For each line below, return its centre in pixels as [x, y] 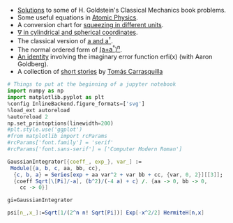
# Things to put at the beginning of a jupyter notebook [92, 84]
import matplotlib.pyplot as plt [56, 98]
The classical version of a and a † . [65, 40]
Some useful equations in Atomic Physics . [77, 17]
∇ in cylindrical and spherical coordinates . [77, 32]
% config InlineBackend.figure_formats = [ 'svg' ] [76, 104]
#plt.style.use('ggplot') [45, 130]
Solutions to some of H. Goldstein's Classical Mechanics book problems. [122, 10]
